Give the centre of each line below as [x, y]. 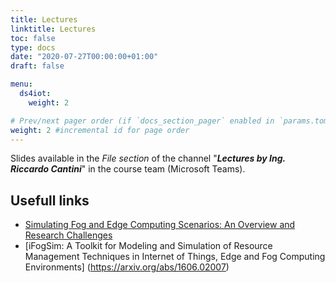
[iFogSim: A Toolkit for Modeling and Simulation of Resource [148, 246]
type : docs [33, 47]
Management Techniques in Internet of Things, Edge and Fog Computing [175, 257]
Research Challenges [68, 235]
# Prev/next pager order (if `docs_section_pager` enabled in [142, 121]
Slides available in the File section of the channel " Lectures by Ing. [148, 158]
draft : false [37, 66]
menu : [21, 84]
